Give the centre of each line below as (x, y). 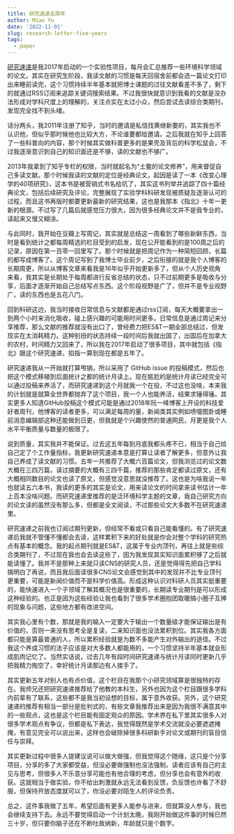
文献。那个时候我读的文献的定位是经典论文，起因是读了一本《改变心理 (126, 175)
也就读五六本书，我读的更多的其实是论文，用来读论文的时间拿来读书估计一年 (117, 487)
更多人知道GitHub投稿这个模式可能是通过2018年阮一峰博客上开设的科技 (115, 403)
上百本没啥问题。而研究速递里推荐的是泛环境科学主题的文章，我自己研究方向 (117, 496)
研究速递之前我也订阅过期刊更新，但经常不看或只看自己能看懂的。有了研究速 (117, 528)
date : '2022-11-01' (36, 27)
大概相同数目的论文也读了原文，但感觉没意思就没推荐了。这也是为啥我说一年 (117, 478)
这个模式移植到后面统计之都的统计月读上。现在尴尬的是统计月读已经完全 (117, 377)
